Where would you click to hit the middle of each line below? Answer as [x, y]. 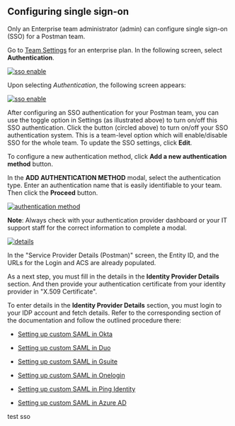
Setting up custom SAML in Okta [65, 334]
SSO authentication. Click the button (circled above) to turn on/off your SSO [118, 128]
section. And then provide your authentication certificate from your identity [117, 284]
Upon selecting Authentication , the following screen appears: [97, 85]
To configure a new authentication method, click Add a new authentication [117, 156]
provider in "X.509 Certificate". [52, 291]
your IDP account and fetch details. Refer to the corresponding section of [114, 313]
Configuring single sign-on [68, 12]
